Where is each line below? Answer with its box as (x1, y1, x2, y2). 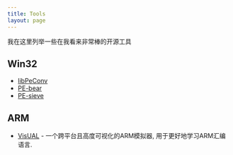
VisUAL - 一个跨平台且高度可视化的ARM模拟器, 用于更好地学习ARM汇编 (17, 132, 226, 140)
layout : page (7, 17, 46, 24)
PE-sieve (17, 92, 45, 100)
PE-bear (17, 84, 42, 92)
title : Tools (7, 10, 46, 18)
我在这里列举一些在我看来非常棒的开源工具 (7, 37, 132, 46)
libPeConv (17, 77, 48, 85)
